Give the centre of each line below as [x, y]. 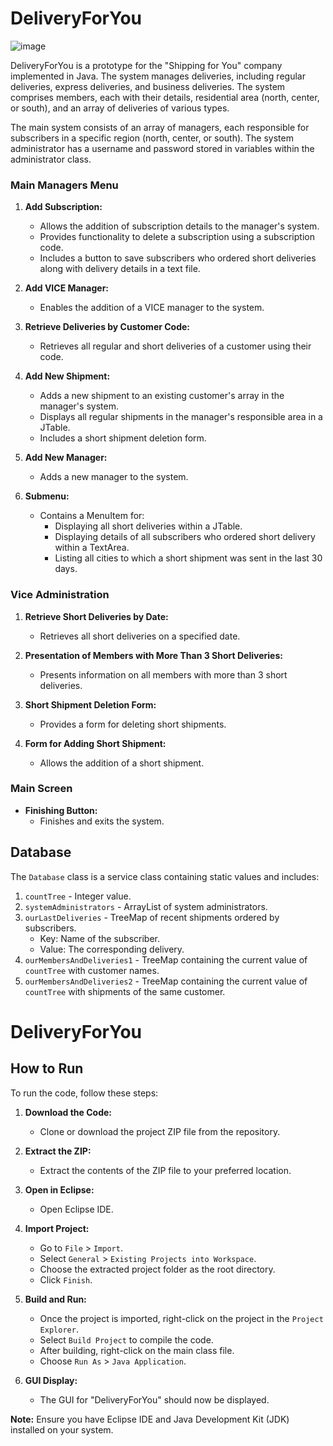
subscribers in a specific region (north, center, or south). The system [152, 138]
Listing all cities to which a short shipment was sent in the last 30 [188, 558]
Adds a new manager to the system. [114, 477]
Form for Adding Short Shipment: [95, 743]
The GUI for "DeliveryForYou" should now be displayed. [154, 1399]
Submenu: [47, 496]
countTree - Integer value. [78, 896]
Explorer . [59, 1329]
